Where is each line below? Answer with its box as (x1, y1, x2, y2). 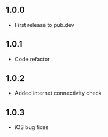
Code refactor (14, 55, 50, 63)
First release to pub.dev (14, 21, 74, 28)
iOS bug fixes (14, 123, 49, 131)
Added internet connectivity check (14, 89, 102, 97)
